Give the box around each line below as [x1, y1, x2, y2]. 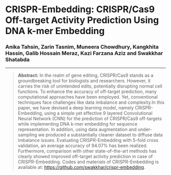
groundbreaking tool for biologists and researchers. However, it [17, 78, 151, 84]
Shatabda [5, 56, 30, 63]
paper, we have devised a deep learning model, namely [17, 105, 134, 111]
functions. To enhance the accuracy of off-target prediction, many [17, 89, 157, 95]
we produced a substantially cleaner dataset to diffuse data [38, 132, 163, 138]
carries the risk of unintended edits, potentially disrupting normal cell [17, 83, 163, 90]
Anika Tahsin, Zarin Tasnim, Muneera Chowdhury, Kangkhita [5, 43, 159, 50]
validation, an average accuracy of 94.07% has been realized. [17, 142, 148, 149]
